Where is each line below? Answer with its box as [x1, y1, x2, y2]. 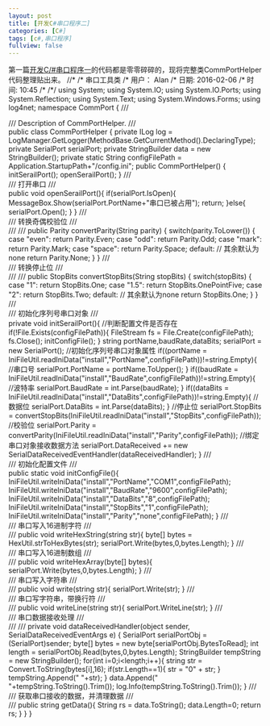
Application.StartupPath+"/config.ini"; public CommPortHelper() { [8, 161, 226, 171]
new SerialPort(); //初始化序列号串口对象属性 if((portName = [8, 346, 208, 356]
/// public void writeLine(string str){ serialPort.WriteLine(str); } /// [8, 603, 223, 613]
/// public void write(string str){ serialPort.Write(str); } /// [8, 584, 195, 594]
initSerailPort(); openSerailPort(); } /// [8, 170, 131, 180]
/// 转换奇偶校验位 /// [8, 217, 78, 227]
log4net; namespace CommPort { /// [8, 102, 129, 113]
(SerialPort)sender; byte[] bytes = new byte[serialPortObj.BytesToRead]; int [8, 639, 260, 649]
